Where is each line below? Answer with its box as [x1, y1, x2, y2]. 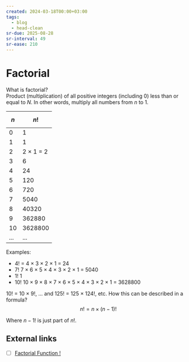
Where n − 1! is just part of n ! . [6, 317, 77, 324]
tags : [6, 14, 19, 20]
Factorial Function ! [14, 349, 61, 356]
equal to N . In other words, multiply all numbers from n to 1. [6, 98, 149, 106]
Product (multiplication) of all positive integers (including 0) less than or [6, 92, 179, 99]
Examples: [6, 248, 31, 256]
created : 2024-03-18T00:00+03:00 [6, 8, 88, 15]
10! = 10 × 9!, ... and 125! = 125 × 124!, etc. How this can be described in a [6, 290, 183, 297]
